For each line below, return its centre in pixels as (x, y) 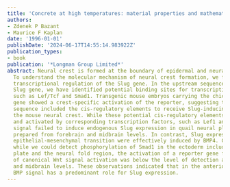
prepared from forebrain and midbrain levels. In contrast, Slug (108, 134)
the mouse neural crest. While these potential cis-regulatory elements (119, 115)
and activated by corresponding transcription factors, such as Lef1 (114, 122)
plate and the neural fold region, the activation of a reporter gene (116, 154)
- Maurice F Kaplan (35, 33)
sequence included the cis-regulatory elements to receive (99, 109)
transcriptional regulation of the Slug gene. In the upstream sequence (119, 84)
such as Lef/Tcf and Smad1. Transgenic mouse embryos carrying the (112, 97)
